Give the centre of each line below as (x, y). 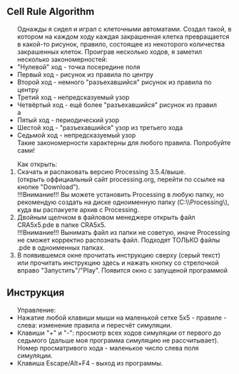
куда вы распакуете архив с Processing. (78, 209)
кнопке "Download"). (49, 187)
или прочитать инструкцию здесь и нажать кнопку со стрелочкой (118, 263)
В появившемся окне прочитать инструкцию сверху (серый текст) (118, 255)
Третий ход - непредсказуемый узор (73, 97)
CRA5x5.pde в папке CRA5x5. (61, 225)
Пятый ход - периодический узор (68, 120)
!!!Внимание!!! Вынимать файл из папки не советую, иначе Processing (123, 232)
